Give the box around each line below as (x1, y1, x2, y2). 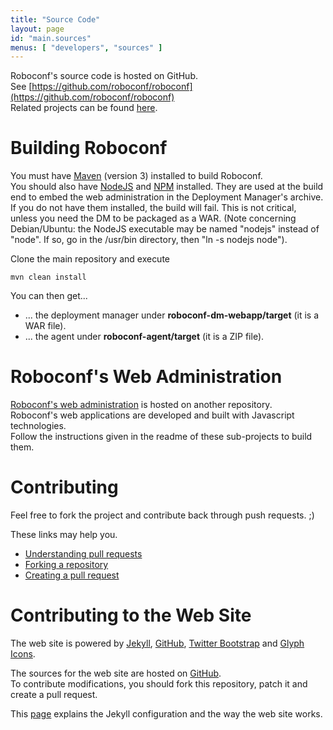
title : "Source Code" (10, 14, 101, 25)
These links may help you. (10, 529, 118, 541)
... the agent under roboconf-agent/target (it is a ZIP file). (24, 331, 265, 343)
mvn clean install (10, 272, 87, 283)
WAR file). (24, 320, 67, 332)
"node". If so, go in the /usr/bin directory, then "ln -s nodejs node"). (10, 234, 288, 246)
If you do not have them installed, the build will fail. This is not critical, (10, 202, 297, 214)
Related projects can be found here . (10, 102, 158, 114)
